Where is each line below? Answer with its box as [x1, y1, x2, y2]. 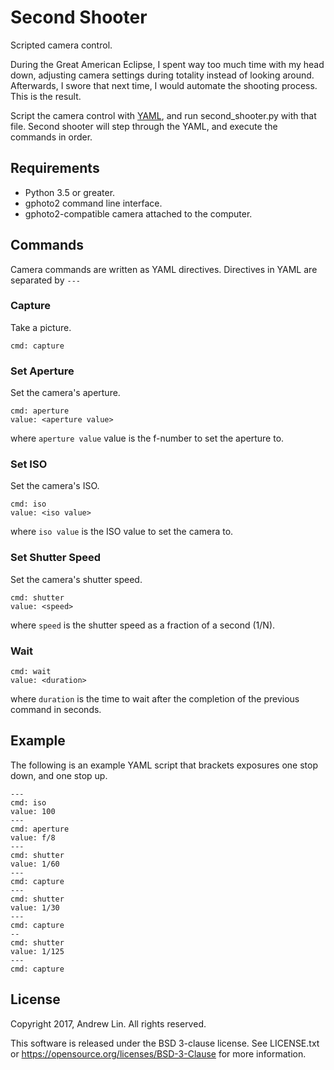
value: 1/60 [10, 859, 60, 869]
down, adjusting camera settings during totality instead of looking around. [10, 69, 315, 81]
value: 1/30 [10, 902, 60, 913]
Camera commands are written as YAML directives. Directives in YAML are [10, 263, 318, 275]
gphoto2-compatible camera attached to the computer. [24, 207, 253, 220]
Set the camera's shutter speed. [10, 573, 143, 585]
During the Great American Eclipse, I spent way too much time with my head [10, 58, 325, 70]
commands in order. [10, 131, 93, 143]
